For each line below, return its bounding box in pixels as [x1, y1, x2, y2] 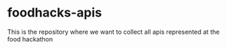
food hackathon [7, 35, 53, 43]
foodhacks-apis [7, 5, 102, 21]
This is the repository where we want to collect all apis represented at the [7, 28, 220, 36]
